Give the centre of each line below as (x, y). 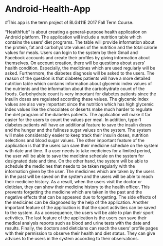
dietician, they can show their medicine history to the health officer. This (77, 187)
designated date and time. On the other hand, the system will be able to (77, 161)
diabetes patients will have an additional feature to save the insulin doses (78, 124)
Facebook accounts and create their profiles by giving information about (77, 57)
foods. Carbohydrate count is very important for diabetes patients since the (81, 94)
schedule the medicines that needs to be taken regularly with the (70, 166)
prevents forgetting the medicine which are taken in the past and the (73, 192)
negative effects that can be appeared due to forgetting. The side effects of (81, 197)
